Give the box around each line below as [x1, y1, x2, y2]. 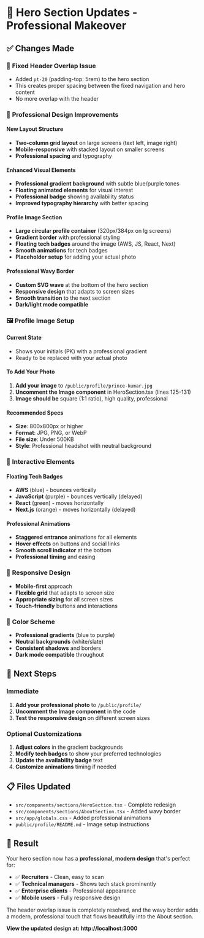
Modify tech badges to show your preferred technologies [15, 750, 162, 757]
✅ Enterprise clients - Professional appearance [15, 887, 136, 894]
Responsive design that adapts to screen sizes [15, 287, 135, 295]
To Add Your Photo [6, 368, 55, 375]
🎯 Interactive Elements [6, 458, 75, 466]
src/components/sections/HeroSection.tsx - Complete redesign [15, 801, 176, 808]
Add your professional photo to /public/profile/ [15, 701, 142, 708]
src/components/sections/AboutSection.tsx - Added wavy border [15, 807, 181, 815]
